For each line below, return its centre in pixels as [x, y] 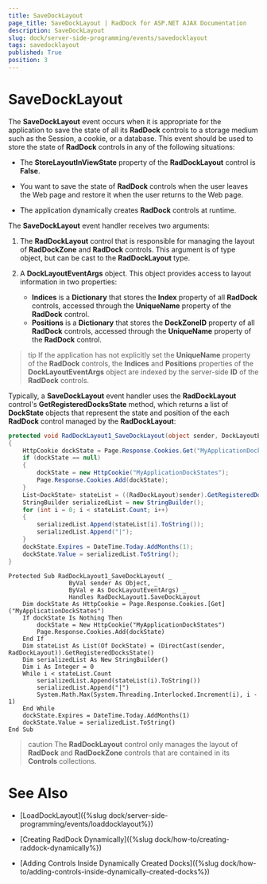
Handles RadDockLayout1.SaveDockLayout [135, 597]
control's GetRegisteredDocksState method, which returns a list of [118, 404]
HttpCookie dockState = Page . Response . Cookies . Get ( [110, 451]
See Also [38, 793]
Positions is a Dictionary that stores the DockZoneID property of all [143, 323]
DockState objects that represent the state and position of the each [119, 413]
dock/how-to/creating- [192, 839]
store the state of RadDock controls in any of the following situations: [122, 147]
